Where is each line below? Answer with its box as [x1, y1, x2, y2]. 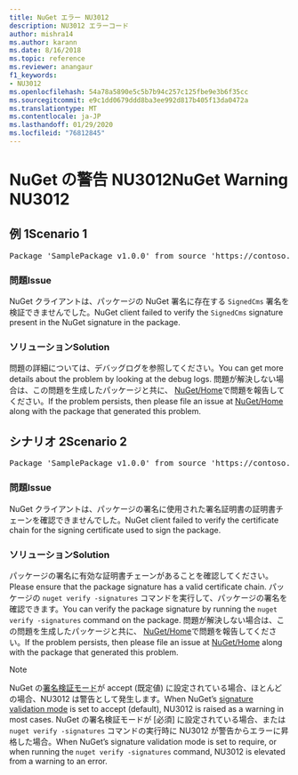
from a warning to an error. [9, 755, 109, 766]
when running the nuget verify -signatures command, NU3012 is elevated [9, 746, 286, 756]
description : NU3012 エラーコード [9, 21, 129, 30]
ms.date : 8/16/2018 [9, 46, 82, 55]
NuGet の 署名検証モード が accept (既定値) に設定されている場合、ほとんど [9, 682, 283, 693]
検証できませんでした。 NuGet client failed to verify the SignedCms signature [9, 308, 284, 318]
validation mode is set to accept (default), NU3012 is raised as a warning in [9, 703, 285, 714]
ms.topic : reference [9, 54, 86, 63]
